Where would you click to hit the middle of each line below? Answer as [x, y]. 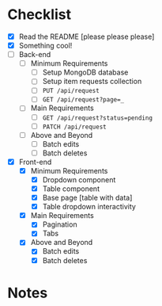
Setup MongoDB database [85, 72]
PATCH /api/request [75, 127]
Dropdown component [79, 179]
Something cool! [45, 46]
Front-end [35, 162]
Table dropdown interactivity [89, 207]
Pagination [60, 224]
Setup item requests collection [92, 82]
